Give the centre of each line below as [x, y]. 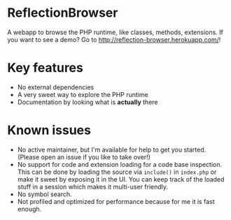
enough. [29, 209]
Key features [45, 68]
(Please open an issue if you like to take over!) [84, 157]
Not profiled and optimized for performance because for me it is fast [116, 201]
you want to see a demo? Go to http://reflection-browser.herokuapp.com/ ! [114, 39]
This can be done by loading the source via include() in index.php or [117, 172]
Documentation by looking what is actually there [88, 102]
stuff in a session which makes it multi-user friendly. [93, 186]
